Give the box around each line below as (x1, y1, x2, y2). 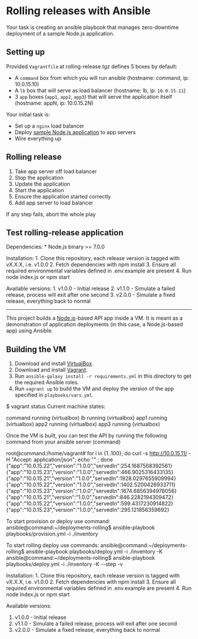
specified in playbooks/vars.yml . (14, 391, 94, 398)
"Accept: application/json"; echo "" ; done (11, 456, 113, 463)
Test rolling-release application (6, 228, 124, 238)
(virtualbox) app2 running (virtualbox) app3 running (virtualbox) (6, 421, 160, 428)
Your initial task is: (6, 111, 50, 118)
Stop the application (14, 174, 64, 181)
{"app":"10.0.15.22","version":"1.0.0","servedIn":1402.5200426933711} (6, 481, 176, 488)
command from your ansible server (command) (6, 439, 121, 446)
